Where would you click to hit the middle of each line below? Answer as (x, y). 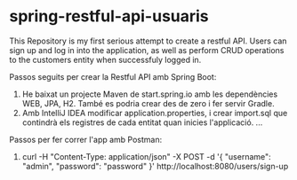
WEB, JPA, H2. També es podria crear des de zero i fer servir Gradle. (148, 103)
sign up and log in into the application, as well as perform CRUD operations (147, 50)
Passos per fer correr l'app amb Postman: (86, 139)
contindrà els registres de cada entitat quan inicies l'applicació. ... (142, 122)
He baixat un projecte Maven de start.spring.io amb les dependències (150, 94)
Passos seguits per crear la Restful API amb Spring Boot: (113, 76)
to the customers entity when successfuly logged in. (105, 59)
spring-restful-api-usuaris (109, 16)
